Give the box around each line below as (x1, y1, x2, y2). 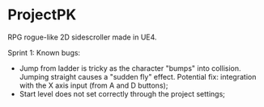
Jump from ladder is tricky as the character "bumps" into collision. (19, 63, 241, 73)
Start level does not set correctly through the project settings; (19, 88, 226, 98)
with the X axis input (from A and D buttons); (19, 80, 168, 90)
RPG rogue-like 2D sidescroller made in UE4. (7, 32, 157, 42)
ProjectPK (7, 6, 77, 24)
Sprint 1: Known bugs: (7, 47, 81, 57)
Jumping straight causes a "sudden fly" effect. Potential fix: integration (19, 72, 257, 81)
